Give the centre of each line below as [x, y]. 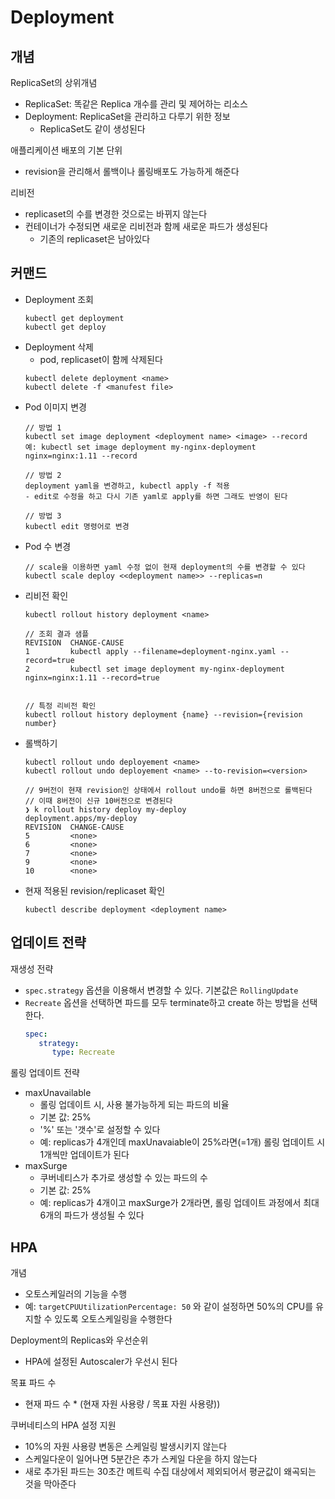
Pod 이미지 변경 [55, 407]
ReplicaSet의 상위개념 [54, 82]
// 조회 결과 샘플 [57, 634]
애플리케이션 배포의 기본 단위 [66, 150]
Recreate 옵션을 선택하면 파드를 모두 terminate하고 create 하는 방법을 [162, 1002]
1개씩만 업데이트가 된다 [84, 1155]
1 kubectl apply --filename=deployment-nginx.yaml [150, 651]
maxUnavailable [58, 1093]
